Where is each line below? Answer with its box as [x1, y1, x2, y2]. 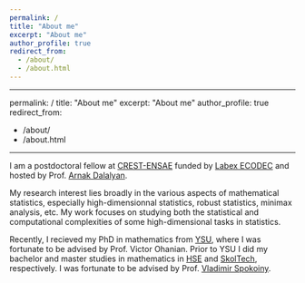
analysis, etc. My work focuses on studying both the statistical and [9, 206, 260, 218]
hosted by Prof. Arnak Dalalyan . [9, 170, 128, 181]
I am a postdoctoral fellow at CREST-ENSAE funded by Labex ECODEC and [9, 160, 290, 171]
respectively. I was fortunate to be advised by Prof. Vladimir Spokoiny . [9, 262, 271, 273]
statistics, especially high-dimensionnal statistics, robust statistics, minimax [9, 197, 292, 208]
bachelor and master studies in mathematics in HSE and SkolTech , [9, 253, 258, 264]
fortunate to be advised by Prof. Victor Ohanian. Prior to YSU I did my [9, 243, 269, 254]
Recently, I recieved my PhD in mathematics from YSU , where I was [9, 233, 261, 245]
